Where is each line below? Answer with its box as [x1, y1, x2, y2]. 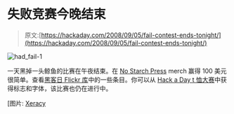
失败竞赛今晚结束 [7, 6, 107, 22]
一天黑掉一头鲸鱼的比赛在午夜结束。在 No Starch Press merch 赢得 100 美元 [7, 66, 227, 75]
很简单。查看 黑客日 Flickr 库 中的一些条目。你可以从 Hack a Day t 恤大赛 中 [7, 75, 221, 84]
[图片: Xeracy [7, 99, 46, 107]
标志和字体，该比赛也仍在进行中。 [13, 84, 112, 92]
